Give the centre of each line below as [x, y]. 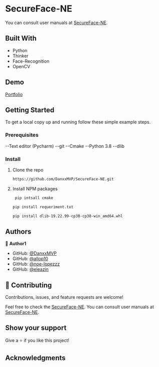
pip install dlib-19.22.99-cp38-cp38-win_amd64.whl [67, 216]
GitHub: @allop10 [30, 259]
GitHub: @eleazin [31, 269]
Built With [21, 38]
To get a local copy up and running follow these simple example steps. [78, 122]
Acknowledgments [36, 358]
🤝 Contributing [29, 285]
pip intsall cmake [34, 198]
